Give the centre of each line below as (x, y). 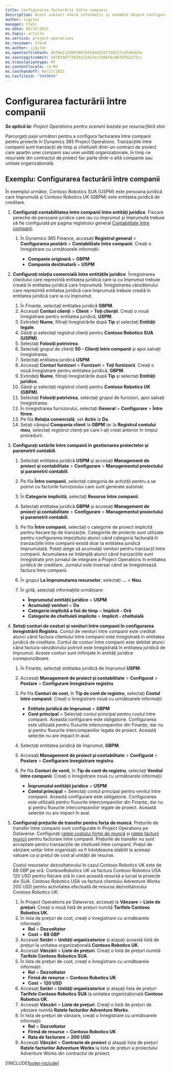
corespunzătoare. (31, 658)
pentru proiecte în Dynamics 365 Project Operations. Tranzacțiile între (78, 141)
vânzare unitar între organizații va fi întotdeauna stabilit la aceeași (81, 850)
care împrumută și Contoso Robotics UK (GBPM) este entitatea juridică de (83, 197)
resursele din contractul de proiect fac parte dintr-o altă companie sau (79, 158)
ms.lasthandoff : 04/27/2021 (35, 72)
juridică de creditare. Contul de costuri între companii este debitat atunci (89, 642)
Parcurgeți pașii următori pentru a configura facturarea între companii (78, 136)
